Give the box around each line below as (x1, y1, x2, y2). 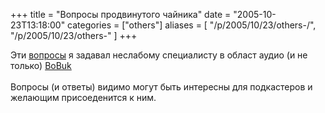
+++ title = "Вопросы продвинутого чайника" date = (10, 9, 232, 20)
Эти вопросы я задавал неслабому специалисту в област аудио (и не (10, 49, 308, 61)
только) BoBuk (10, 60, 72, 71)
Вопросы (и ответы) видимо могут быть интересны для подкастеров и (10, 81, 313, 93)
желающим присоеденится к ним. (10, 92, 157, 103)
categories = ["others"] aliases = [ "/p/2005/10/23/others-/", (67, 19, 317, 31)
